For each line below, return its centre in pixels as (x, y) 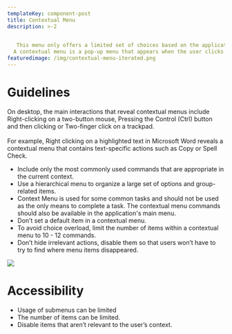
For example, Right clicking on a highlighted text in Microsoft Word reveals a (115, 141)
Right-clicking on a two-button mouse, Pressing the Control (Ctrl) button (110, 119)
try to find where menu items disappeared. (78, 250)
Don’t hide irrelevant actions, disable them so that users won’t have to (116, 242)
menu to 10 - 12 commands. (57, 235)
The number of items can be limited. (69, 317)
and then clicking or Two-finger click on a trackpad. (81, 126)
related (27, 191)
